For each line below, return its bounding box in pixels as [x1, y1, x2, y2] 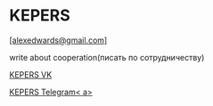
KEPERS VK [9, 69, 53, 80]
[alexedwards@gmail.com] [9, 35, 108, 45]
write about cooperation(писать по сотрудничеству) [9, 52, 205, 62]
